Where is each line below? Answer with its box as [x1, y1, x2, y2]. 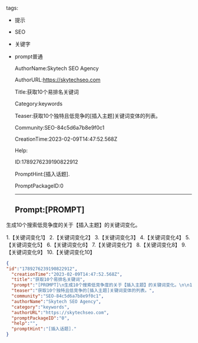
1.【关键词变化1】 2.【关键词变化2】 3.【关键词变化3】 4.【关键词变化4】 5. [6, 233, 190, 240]
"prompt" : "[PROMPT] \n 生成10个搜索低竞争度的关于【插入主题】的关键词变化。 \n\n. [11, 282, 196, 288]
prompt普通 [14, 53, 43, 60]
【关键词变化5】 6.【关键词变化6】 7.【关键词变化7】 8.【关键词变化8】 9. [6, 241, 187, 248]
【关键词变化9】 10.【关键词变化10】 [6, 248, 95, 255]
